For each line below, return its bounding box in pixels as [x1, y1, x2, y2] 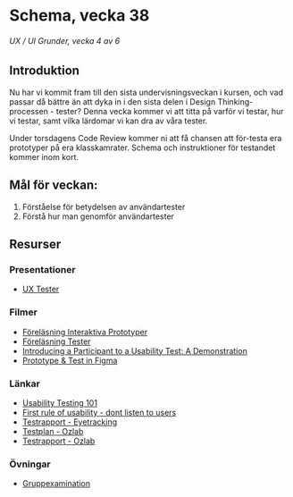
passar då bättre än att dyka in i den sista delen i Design [9, 96, 216, 107]
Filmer [9, 306, 38, 318]
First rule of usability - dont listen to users [21, 407, 177, 417]
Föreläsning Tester [21, 336, 91, 347]
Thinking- [217, 96, 254, 107]
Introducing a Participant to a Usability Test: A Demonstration [21, 345, 247, 356]
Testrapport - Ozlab [21, 435, 96, 446]
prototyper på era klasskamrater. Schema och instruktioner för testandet [9, 142, 276, 153]
